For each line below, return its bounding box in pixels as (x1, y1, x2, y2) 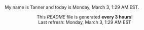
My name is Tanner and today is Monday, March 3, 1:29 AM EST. (5, 4, 139, 10)
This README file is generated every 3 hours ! (37, 14, 133, 19)
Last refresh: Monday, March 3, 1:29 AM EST (38, 19, 131, 25)
